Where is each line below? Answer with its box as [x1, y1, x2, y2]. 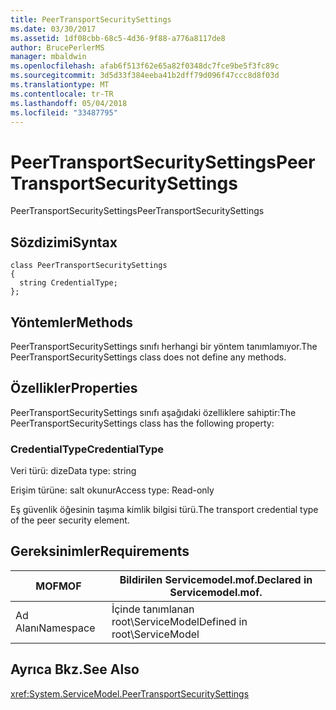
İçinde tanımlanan [111, 602, 195, 616]
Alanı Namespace [15, 621, 96, 635]
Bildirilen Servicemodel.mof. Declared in [119, 572, 313, 586]
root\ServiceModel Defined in [111, 614, 248, 628]
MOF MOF [35, 579, 82, 593]
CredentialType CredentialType [10, 442, 165, 456]
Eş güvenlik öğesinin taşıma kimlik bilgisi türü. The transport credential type [10, 504, 319, 516]
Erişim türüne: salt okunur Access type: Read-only [10, 484, 215, 496]
